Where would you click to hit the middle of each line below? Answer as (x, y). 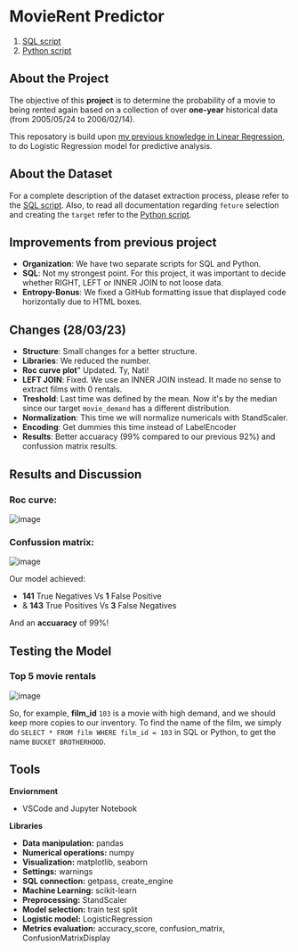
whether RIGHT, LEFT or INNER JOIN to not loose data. (123, 283)
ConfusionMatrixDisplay (66, 938)
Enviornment (34, 791)
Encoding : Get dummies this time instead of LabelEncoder (129, 427)
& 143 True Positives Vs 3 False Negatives (99, 606)
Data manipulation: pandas (73, 843)
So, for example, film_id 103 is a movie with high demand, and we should (142, 713)
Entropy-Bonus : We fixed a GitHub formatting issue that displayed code (154, 293)
